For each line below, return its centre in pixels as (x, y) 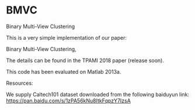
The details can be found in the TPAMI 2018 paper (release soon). (85, 60)
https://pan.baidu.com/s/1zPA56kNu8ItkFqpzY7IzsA (69, 101)
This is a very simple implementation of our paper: (67, 37)
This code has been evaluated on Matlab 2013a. (64, 71)
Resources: (20, 83)
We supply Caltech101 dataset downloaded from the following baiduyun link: (98, 94)
